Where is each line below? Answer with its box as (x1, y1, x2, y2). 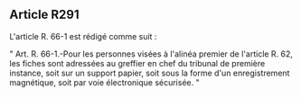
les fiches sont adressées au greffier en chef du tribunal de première (9, 57, 266, 68)
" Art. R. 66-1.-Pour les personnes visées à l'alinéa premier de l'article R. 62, (9, 48, 294, 59)
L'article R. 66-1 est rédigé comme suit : (9, 31, 157, 41)
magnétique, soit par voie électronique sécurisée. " (9, 76, 201, 88)
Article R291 (9, 7, 80, 22)
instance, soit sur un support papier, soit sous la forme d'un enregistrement (9, 67, 290, 78)
